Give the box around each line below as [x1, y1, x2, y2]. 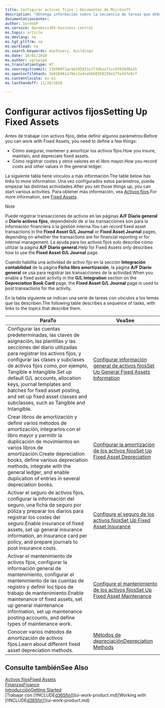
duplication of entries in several [7, 475, 80, 482]
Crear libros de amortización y [7, 413, 78, 420]
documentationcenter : [5, 16, 50, 21]
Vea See [116, 317, 135, 324]
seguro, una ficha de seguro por [7, 501, 82, 508]
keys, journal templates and [7, 380, 71, 387]
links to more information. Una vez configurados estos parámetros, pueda [5, 178, 155, 184]
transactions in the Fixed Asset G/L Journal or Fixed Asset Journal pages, [5, 229, 157, 235]
